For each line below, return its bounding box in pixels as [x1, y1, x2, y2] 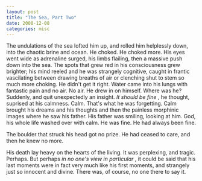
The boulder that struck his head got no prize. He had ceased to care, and [6, 131, 191, 138]
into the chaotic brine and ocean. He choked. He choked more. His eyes [6, 49, 185, 56]
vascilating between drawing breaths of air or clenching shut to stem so [6, 74, 185, 81]
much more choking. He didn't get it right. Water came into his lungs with [6, 81, 188, 88]
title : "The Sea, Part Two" [6, 14, 77, 21]
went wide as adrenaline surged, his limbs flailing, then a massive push [6, 55, 183, 62]
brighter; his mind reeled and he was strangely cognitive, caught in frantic [6, 68, 190, 75]
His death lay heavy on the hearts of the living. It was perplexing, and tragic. [6, 149, 196, 156]
